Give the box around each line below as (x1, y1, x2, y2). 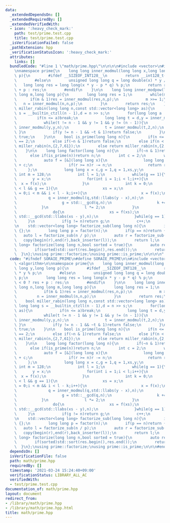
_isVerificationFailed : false (10, 40, 73, 45)
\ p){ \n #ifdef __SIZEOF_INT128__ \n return (14, 73, 139, 78)
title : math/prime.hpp (5, 510, 53, 515)
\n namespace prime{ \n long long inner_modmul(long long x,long (14, 69, 157, 74)
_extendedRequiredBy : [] (10, 17, 62, 22)
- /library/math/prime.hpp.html (5, 505, 73, 510)
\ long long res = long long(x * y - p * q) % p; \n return (14, 82, 162, 87)
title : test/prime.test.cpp (14, 36, 73, 41)
